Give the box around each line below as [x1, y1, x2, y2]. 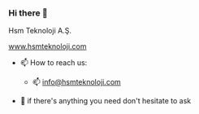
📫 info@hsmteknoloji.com [32, 77, 122, 87]
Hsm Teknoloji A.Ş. [8, 26, 71, 36]
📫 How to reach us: [19, 58, 88, 68]
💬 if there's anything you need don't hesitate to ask [19, 96, 192, 106]
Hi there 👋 [8, 7, 49, 19]
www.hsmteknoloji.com [8, 42, 87, 51]
